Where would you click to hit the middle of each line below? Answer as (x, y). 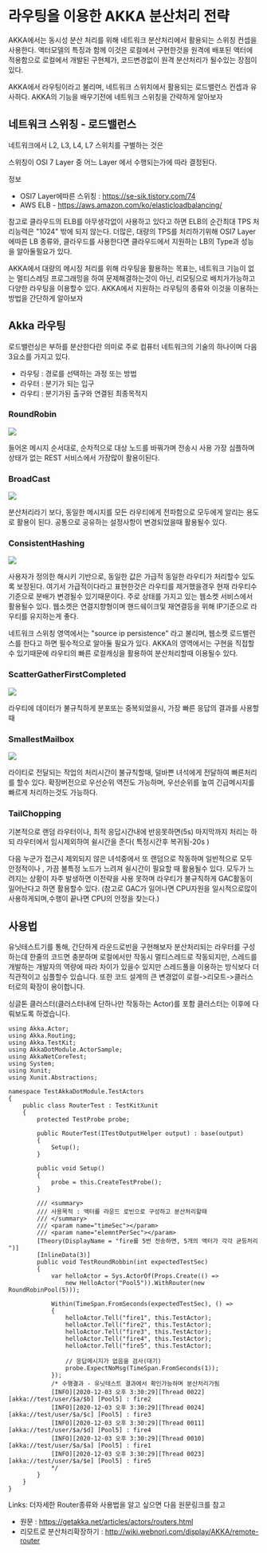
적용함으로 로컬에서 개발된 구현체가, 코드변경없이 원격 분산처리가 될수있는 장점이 (133, 60)
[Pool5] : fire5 (124, 1461)
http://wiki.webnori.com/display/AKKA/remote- (182, 1531)
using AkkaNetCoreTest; (48, 1057)
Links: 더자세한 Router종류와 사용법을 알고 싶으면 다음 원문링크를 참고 (117, 1505)
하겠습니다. (53, 1014)
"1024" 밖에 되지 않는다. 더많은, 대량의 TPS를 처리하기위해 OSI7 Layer (146, 231)
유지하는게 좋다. (54, 617)
